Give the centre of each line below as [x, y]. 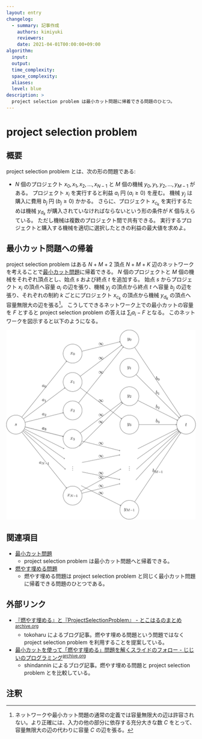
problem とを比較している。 [59, 673]
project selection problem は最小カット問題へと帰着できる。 [98, 561]
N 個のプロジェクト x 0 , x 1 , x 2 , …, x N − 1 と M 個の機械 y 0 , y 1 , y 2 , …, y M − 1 [102, 185]
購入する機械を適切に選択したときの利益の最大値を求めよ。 [115, 227]
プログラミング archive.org [56, 657]
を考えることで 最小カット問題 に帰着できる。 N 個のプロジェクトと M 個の [98, 271]
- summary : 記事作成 [35, 25]
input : [20, 57]
